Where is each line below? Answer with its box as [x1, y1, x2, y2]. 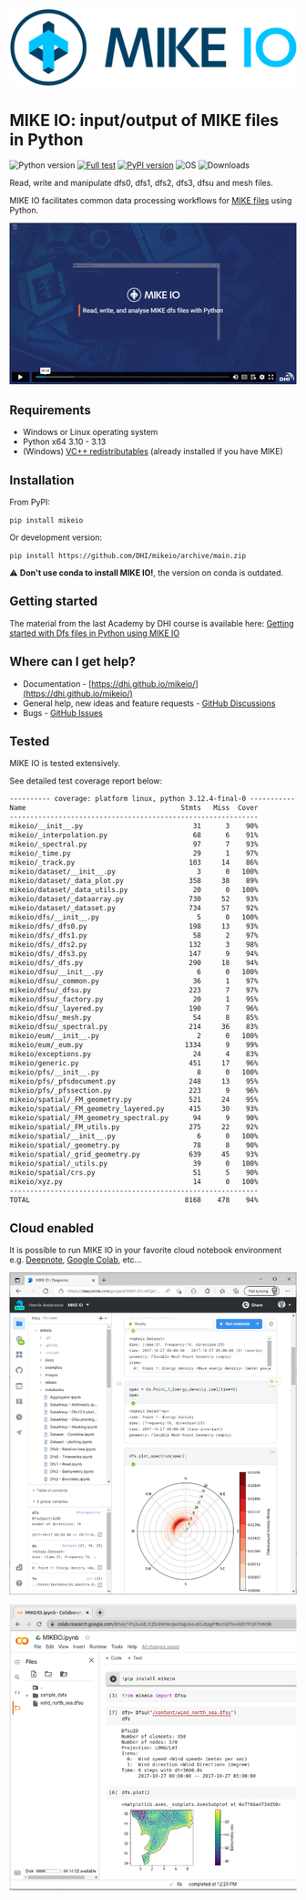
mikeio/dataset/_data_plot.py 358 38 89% [9, 877, 259, 886]
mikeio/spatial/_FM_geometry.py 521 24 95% [9, 1095, 259, 1105]
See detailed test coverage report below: [9, 775, 163, 786]
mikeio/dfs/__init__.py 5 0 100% [9, 913, 259, 922]
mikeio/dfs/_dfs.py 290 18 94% [9, 959, 259, 968]
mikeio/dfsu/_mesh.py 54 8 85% [9, 1013, 259, 1023]
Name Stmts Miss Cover [9, 804, 259, 813]
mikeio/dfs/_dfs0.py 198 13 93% [9, 922, 259, 931]
